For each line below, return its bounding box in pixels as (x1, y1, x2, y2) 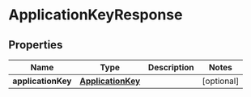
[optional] (202, 75, 240, 86)
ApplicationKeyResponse (8, 6, 183, 24)
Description (148, 62, 194, 73)
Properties (8, 38, 63, 52)
